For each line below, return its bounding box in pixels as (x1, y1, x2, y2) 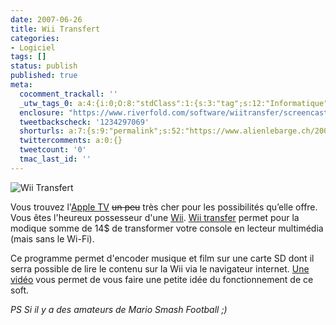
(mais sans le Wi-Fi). (10, 232, 95, 245)
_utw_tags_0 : (19, 98, 74, 108)
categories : (10, 33, 60, 43)
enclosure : (19, 107, 65, 118)
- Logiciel (10, 42, 56, 53)
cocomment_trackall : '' (19, 89, 118, 99)
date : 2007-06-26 (10, 14, 83, 25)
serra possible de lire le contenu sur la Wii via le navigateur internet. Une (10, 262, 310, 275)
